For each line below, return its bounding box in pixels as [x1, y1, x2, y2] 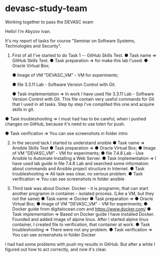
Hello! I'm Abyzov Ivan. [5, 28, 51, 34]
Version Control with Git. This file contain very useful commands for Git [12, 96, 155, 102]
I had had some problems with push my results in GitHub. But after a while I [5, 241, 155, 247]
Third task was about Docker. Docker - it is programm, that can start [12, 185, 149, 191]
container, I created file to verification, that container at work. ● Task [12, 222, 150, 227]
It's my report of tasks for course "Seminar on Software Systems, [5, 37, 136, 44]
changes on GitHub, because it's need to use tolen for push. [5, 121, 125, 127]
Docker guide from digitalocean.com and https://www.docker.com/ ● [12, 206, 151, 212]
